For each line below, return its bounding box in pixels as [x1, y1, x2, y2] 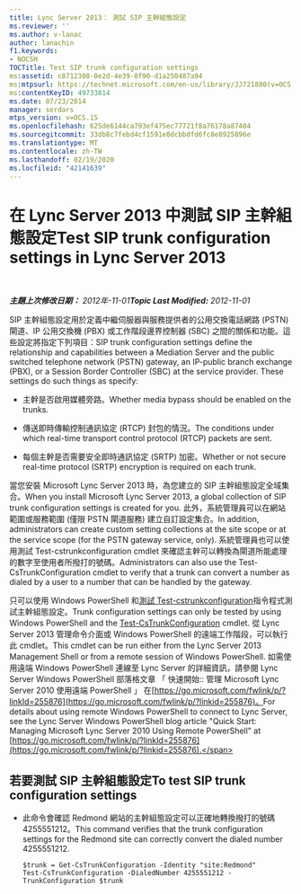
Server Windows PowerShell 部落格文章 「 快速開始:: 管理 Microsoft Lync [9, 674, 279, 685]
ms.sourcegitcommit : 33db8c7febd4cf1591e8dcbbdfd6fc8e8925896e [9, 130, 252, 139]
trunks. [22, 404, 49, 415]
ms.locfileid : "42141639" [9, 164, 106, 173]
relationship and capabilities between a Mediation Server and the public [9, 347, 275, 358]
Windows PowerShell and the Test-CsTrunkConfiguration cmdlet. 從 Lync [9, 617, 280, 629]
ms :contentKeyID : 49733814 [9, 88, 111, 97]
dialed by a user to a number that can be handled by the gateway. [9, 577, 252, 588]
